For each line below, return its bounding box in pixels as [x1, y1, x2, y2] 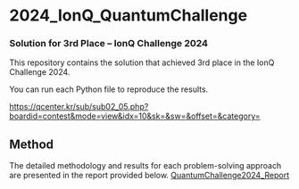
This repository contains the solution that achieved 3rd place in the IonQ [9, 57, 275, 68]
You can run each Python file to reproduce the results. [9, 84, 209, 94]
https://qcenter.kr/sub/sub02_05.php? [9, 102, 149, 112]
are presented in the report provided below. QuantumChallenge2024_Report [9, 170, 290, 181]
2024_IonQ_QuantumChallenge [9, 5, 248, 26]
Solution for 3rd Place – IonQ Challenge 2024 [9, 37, 208, 50]
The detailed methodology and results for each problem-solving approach [9, 160, 282, 171]
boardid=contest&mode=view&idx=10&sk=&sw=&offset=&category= [9, 111, 261, 121]
